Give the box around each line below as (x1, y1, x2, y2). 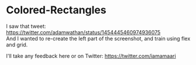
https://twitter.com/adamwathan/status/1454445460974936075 (6, 28, 161, 35)
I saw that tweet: (6, 23, 46, 30)
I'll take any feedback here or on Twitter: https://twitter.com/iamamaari (6, 52, 177, 59)
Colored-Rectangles (6, 3, 106, 17)
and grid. (6, 41, 28, 48)
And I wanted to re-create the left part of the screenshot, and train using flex (6, 35, 191, 42)
